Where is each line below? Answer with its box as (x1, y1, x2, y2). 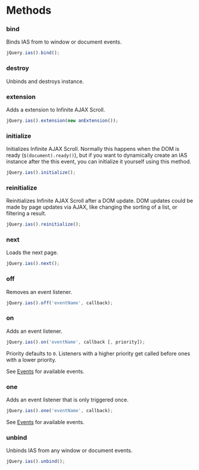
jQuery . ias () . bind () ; (6, 50, 60, 56)
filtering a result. (6, 210, 46, 217)
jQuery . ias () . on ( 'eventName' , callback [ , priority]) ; (6, 339, 145, 345)
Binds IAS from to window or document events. (6, 38, 122, 45)
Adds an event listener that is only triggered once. (6, 396, 129, 403)
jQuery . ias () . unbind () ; (6, 459, 66, 465)
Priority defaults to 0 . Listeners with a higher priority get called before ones (6, 350, 191, 357)
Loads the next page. (6, 249, 58, 256)
